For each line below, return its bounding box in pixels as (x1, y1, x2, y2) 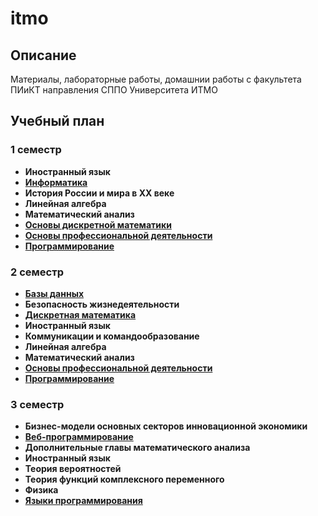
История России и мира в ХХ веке (24, 187, 175, 199)
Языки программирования (24, 495, 143, 507)
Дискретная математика (24, 308, 137, 321)
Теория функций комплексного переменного (24, 473, 225, 486)
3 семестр (10, 397, 65, 411)
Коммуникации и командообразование (24, 330, 200, 342)
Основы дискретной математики (24, 218, 172, 231)
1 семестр (10, 143, 62, 157)
